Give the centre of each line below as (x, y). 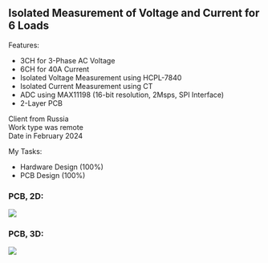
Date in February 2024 (45, 136)
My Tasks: (25, 151)
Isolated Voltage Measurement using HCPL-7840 (101, 77)
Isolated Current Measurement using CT (86, 86)
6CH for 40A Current (55, 69)
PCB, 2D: (26, 196)
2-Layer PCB (41, 103)
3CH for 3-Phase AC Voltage (67, 60)
